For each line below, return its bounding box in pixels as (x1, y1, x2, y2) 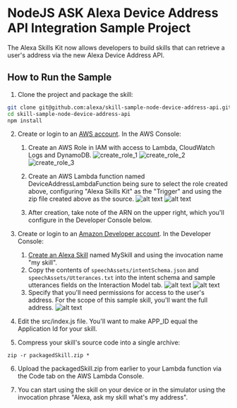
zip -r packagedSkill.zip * (7, 352, 90, 359)
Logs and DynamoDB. (28, 151, 92, 160)
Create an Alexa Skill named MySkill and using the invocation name (28, 251, 224, 260)
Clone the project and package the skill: (17, 90, 133, 98)
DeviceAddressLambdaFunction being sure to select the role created (28, 180, 228, 188)
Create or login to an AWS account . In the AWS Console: (17, 129, 181, 139)
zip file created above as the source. (28, 194, 135, 203)
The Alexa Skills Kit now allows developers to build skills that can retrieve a (7, 43, 226, 52)
